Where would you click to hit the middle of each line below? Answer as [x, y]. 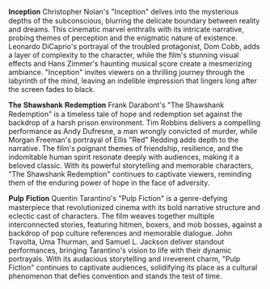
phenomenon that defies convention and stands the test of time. [115, 276]
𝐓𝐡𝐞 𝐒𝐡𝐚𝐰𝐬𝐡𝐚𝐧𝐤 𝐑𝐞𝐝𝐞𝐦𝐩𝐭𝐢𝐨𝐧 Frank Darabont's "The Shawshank [116, 105]
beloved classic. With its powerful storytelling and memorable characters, [131, 165]
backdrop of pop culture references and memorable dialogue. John [120, 233]
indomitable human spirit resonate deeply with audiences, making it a [124, 157]
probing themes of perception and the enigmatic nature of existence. [123, 38]
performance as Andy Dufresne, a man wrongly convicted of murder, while [133, 131]
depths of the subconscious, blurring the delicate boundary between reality [134, 21]
